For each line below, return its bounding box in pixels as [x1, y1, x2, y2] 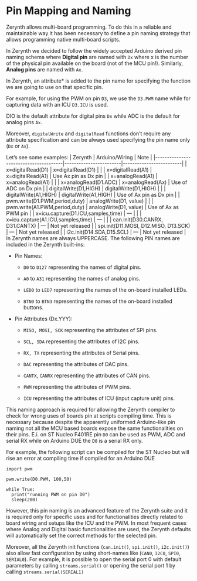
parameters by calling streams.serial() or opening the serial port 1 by [6, 562, 176, 569]
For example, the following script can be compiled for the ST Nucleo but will [6, 448, 189, 455]
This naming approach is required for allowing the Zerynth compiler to [6, 406, 175, 413]
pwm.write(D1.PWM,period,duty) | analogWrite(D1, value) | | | [6, 197, 154, 204]
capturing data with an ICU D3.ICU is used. [6, 101, 108, 108]
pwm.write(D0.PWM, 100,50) [6, 476, 72, 482]
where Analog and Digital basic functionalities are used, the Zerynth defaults [6, 525, 191, 532]
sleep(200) [11, 497, 38, 503]
